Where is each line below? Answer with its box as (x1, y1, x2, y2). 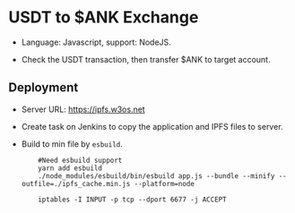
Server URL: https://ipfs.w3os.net (21, 104, 145, 115)
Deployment (8, 80, 79, 96)
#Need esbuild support (38, 156, 123, 165)
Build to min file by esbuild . (21, 138, 123, 149)
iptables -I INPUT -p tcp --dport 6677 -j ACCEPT (38, 195, 227, 204)
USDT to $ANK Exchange (8, 7, 199, 28)
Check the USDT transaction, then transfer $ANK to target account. (21, 54, 271, 64)
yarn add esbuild (38, 164, 102, 173)
